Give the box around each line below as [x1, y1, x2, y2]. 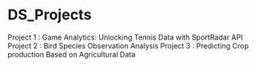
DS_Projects [7, 6, 92, 24]
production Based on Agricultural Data [7, 49, 135, 59]
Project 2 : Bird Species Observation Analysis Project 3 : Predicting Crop [7, 40, 249, 50]
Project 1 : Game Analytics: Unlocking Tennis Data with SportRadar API [7, 32, 243, 42]
